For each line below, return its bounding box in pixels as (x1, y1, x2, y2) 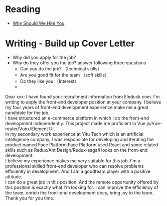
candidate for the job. (5, 110, 50, 116)
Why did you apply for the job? (12, 54, 76, 60)
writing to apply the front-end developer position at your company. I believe (5, 99, 161, 105)
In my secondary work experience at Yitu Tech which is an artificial (5, 131, 144, 137)
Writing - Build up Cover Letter (5, 38, 135, 49)
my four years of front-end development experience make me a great (5, 104, 149, 110)
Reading (5, 4, 41, 15)
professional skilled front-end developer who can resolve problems (5, 163, 144, 169)
